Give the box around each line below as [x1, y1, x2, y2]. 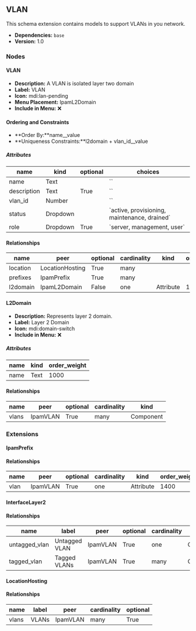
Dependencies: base [14, 32, 65, 39]
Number [45, 197, 68, 205]
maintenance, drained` [108, 214, 171, 222]
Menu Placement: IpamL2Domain [14, 98, 96, 105]
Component [130, 412, 163, 420]
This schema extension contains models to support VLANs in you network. [6, 20, 185, 27]
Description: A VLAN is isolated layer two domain [14, 80, 134, 87]
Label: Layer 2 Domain [14, 318, 69, 325]
